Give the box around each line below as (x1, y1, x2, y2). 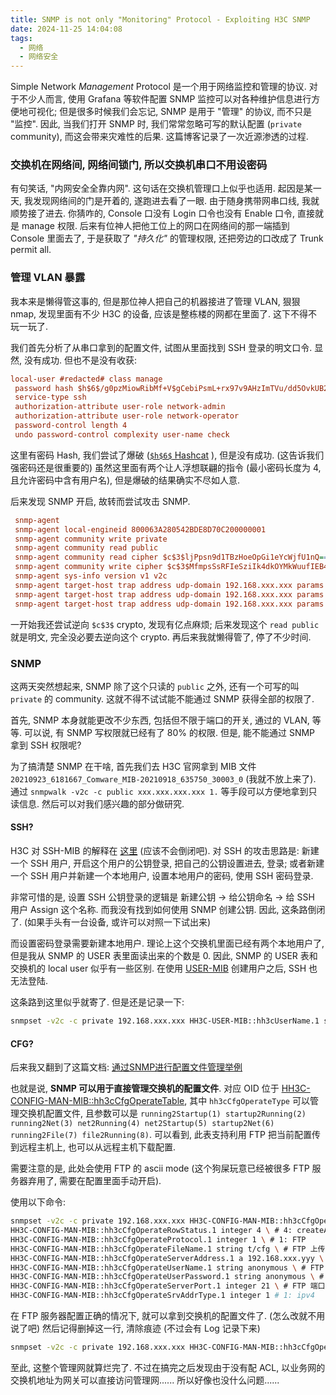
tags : (10, 33, 33, 43)
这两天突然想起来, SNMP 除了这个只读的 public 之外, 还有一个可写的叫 (10, 680, 300, 692)
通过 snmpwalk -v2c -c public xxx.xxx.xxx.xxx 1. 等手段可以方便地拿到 (10, 785, 309, 797)
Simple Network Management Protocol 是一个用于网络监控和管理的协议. (10, 81, 307, 93)
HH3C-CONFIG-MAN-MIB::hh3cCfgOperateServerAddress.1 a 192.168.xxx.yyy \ (10, 1253, 325, 1263)
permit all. (10, 244, 52, 256)
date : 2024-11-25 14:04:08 (10, 24, 123, 34)
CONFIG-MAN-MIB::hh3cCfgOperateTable (10, 1095, 185, 1107)
